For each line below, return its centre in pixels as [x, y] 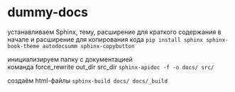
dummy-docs [48, 12]
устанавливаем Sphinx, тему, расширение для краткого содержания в [114, 32]
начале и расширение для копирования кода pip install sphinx [105, 39]
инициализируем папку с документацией [70, 59]
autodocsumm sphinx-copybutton [88, 46]
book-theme [23, 46]
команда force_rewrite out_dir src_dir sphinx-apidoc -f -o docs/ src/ [111, 67]
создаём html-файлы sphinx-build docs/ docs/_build [88, 80]
